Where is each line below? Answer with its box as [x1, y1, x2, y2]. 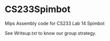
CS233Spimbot [5, 4, 71, 15]
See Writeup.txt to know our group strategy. [5, 30, 97, 36]
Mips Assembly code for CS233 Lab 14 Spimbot [5, 20, 105, 26]
